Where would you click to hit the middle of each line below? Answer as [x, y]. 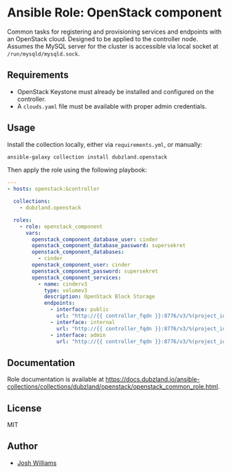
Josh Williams [37, 463]
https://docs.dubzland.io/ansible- [153, 380]
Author [22, 447]
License [24, 408]
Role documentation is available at [56, 380]
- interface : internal [83, 322]
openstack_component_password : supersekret [95, 271]
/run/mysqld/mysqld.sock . [44, 54]
